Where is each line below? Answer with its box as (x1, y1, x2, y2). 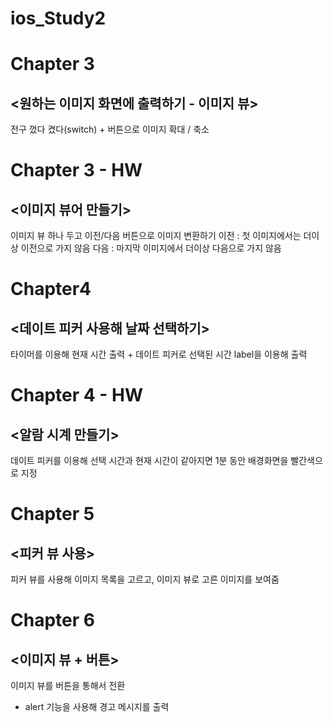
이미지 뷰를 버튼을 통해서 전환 (10, 680, 126, 692)
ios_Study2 (10, 7, 107, 30)
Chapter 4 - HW (10, 384, 144, 407)
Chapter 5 (10, 503, 95, 526)
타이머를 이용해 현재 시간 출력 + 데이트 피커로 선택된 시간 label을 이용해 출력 (10, 348, 308, 361)
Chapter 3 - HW (10, 159, 143, 182)
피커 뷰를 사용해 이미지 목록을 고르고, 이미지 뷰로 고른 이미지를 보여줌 (10, 573, 280, 586)
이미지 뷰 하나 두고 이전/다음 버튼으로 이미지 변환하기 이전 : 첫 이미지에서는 (10, 230, 302, 242)
